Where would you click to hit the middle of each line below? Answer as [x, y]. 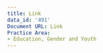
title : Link [24, 13]
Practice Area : [29, 33]
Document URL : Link [35, 26]
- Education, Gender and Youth [52, 39]
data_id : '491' [29, 20]
